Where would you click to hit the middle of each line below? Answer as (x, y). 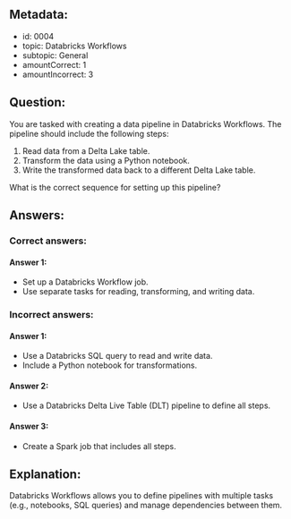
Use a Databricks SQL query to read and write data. (117, 356)
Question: (38, 102)
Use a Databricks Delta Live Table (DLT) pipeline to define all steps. (146, 405)
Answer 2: (29, 386)
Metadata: (39, 15)
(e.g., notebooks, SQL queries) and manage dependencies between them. (146, 506)
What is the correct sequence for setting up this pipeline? (115, 187)
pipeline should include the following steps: (89, 133)
